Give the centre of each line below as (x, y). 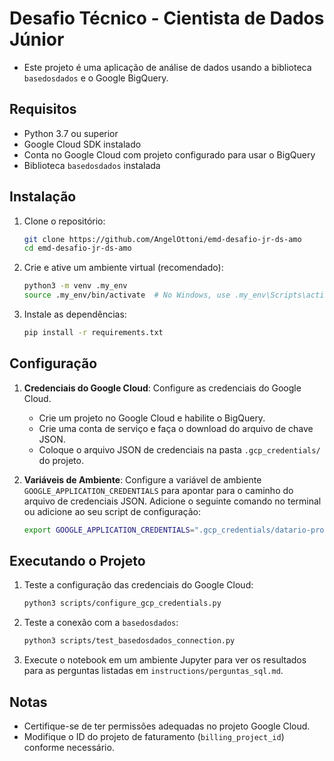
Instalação (43, 197)
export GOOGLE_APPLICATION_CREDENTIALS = (109, 530)
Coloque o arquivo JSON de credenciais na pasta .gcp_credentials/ (179, 449)
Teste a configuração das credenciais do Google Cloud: (138, 585)
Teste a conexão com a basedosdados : (101, 623)
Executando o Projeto (77, 561)
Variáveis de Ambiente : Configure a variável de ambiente (142, 479)
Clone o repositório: (64, 221)
